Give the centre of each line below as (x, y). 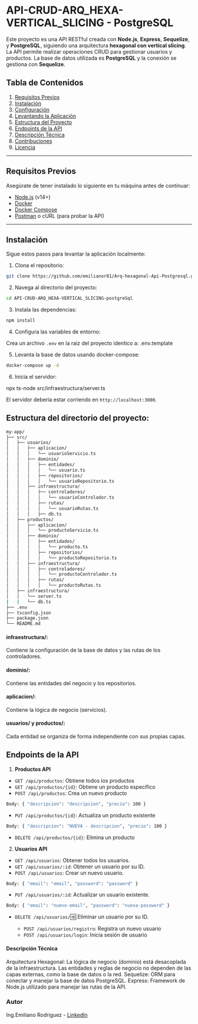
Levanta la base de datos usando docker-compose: (77, 354)
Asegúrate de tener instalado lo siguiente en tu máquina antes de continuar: (98, 185)
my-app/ (16, 431)
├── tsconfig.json (29, 613)
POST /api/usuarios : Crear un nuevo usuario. (69, 873)
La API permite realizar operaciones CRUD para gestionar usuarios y (89, 51)
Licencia (25, 147)
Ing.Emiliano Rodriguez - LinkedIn (47, 1015)
